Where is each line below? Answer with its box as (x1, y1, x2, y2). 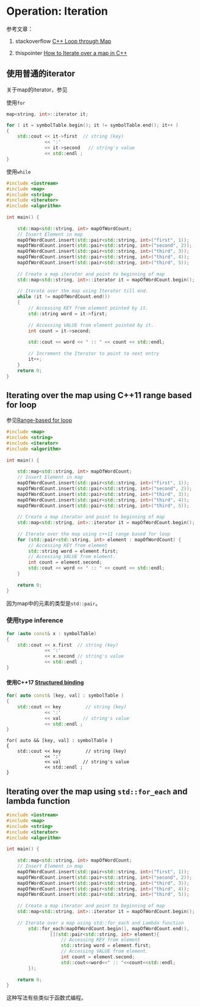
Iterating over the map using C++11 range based (6, 390, 192, 401)
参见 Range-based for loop (6, 416, 73, 424)
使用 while (6, 168, 31, 175)
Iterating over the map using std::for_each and (6, 786, 188, 796)
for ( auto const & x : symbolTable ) (6, 630, 97, 636)
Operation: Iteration (6, 4, 109, 18)
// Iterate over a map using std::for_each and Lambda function (17, 920, 184, 926)
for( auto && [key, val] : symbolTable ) (6, 738, 113, 744)
